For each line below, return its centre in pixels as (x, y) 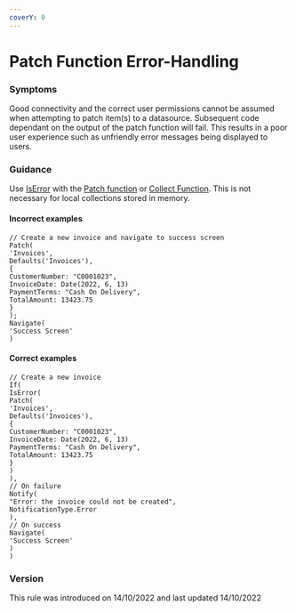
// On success (36, 525)
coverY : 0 (28, 17)
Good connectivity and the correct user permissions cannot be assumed (142, 109)
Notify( (24, 494)
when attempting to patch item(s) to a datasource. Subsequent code (134, 118)
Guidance (31, 170)
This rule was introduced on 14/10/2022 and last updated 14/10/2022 (136, 598)
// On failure (36, 486)
